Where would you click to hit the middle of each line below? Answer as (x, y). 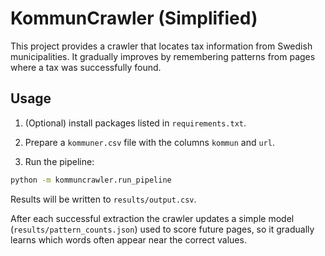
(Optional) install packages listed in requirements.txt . (135, 123)
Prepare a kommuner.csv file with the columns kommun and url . (149, 142)
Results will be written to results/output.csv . (103, 199)
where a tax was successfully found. (86, 67)
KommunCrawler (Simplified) (134, 18)
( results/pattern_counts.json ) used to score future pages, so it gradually (162, 229)
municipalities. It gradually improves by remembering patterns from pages (163, 56)
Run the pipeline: (59, 161)
